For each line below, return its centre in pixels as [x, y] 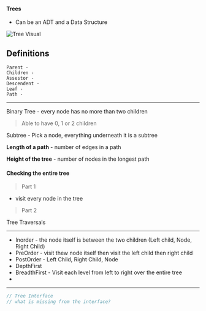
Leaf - [15, 89]
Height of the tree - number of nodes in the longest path [78, 159]
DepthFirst [29, 266]
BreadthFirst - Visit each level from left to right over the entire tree [99, 272]
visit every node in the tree [49, 199]
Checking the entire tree [38, 173]
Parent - [17, 67]
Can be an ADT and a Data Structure [61, 22]
